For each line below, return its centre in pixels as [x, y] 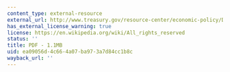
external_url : [27, 20]
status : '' [23, 39]
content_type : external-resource [55, 13]
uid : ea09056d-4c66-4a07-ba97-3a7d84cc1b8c [70, 52]
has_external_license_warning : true [59, 26]
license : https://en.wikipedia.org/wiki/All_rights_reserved [96, 33]
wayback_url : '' [30, 58]
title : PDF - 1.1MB [35, 45]
